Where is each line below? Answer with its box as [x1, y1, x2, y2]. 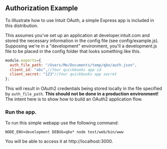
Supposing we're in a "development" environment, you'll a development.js [5, 42, 157, 49]
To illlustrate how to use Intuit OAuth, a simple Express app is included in [5, 17, 155, 23]
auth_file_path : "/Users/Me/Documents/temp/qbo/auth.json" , [9, 62, 137, 67]
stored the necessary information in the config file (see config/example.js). [5, 37, 159, 43]
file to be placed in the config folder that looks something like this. [5, 48, 141, 54]
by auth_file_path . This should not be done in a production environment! [5, 91, 159, 97]
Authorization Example [5, 4, 78, 12]
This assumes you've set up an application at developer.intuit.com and [5, 32, 150, 38]
